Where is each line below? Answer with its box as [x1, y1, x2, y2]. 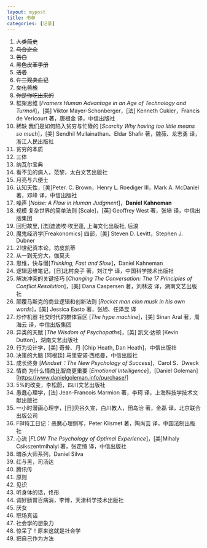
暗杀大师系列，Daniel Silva [15, 450, 84, 458]
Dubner [15, 237, 36, 245]
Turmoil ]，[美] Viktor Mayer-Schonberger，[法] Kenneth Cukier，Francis [15, 107, 200, 114]
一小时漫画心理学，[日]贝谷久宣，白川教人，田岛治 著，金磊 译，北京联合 [15, 404, 201, 412]
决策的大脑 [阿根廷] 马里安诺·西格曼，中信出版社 [15, 351, 138, 359]
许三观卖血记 [15, 76, 49, 84]
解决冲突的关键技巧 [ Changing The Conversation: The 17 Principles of [15, 275, 192, 283]
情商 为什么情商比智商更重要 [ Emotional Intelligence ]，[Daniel [15, 367, 173, 375]
